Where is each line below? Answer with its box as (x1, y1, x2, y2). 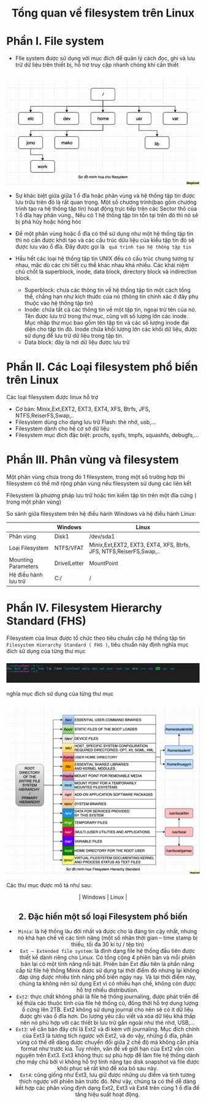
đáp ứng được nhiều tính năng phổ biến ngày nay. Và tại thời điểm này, (18, 973, 197, 981)
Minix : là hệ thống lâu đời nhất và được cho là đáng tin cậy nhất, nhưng (18, 928, 197, 935)
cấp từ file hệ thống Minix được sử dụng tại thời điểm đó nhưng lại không (15, 967, 199, 974)
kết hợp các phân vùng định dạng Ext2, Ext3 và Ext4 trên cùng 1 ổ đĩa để (15, 1084, 200, 1092)
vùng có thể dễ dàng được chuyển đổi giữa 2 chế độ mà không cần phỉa (17, 1038, 199, 1046)
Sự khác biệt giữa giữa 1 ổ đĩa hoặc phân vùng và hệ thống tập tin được (15, 192, 195, 200)
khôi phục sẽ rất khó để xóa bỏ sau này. (57, 1065, 158, 1072)
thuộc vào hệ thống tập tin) (24, 300, 93, 307)
